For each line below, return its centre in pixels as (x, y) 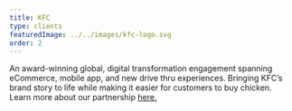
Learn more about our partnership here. (83, 97)
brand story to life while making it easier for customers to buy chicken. (141, 88)
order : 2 (26, 43)
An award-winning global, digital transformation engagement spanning (141, 69)
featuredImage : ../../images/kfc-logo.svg (90, 34)
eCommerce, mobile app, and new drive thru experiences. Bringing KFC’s (146, 79)
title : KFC (30, 18)
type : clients (36, 26)
